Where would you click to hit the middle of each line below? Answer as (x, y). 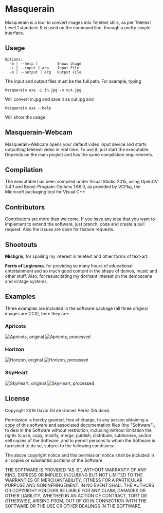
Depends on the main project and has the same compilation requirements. (79, 154)
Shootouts (21, 245)
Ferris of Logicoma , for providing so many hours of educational (69, 266)
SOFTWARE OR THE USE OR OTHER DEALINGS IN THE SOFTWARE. (73, 506)
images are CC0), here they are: (37, 313)
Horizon (15, 349)
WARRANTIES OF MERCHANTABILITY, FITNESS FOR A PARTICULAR (74, 480)
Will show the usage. (26, 117)
